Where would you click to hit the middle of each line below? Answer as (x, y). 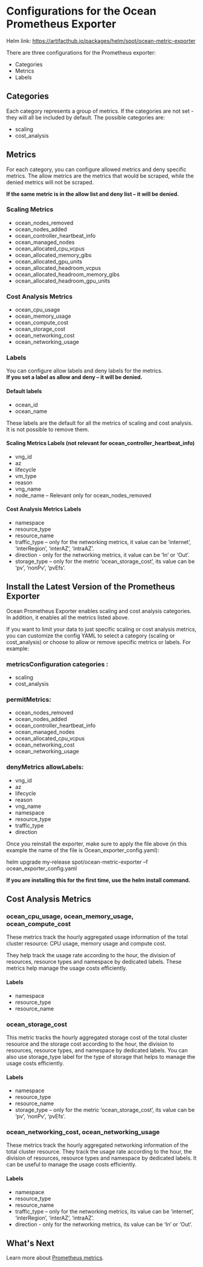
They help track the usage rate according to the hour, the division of (91, 955)
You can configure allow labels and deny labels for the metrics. (85, 371)
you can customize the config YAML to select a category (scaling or (91, 636)
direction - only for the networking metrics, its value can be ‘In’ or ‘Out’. (104, 1224)
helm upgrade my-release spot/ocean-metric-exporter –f (77, 862)
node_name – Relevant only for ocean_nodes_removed (83, 495)
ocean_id (26, 405)
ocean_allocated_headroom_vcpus (58, 267)
